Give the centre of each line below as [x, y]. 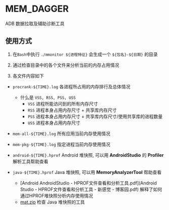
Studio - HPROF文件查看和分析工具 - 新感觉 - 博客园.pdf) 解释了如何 [91, 189]
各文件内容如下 [28, 76]
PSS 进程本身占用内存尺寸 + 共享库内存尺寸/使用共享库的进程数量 [95, 116]
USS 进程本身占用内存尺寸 [54, 123]
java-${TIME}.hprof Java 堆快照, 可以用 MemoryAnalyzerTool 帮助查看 [87, 172]
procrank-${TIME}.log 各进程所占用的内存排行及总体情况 [71, 86]
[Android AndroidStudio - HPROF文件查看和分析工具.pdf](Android [88, 183]
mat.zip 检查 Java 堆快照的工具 [52, 202]
